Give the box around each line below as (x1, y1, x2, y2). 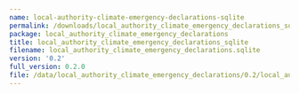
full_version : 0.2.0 (9, 63, 86, 72)
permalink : (9, 21, 50, 30)
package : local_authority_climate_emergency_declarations (9, 29, 229, 38)
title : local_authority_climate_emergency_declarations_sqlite (9, 37, 249, 47)
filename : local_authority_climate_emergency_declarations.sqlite (9, 46, 261, 55)
